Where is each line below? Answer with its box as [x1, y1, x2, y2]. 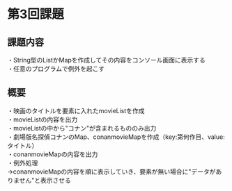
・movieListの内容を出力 [7, 115, 78, 124]
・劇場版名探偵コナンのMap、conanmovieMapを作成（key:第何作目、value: [7, 133, 225, 141]
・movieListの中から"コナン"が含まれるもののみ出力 [7, 124, 157, 132]
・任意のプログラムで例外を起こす [7, 65, 105, 73]
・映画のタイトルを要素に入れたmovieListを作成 [7, 106, 145, 115]
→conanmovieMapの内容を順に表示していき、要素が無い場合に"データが [7, 167, 216, 176]
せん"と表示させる [19, 176, 72, 184]
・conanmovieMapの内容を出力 [7, 150, 98, 158]
